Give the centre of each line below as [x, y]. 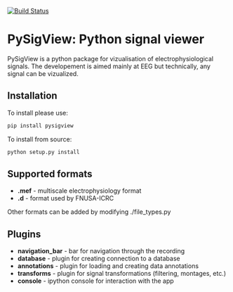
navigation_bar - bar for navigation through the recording [101, 251]
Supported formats [50, 173]
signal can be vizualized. [43, 73]
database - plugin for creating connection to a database [99, 259]
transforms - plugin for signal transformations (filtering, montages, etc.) [122, 274]
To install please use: [38, 113]
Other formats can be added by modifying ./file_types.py [89, 212]
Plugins [24, 234]
